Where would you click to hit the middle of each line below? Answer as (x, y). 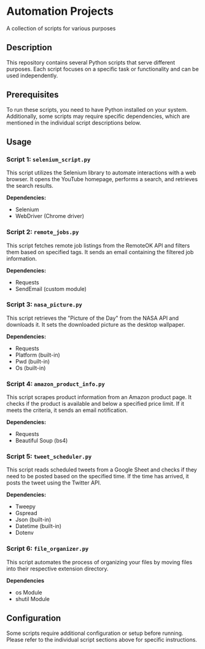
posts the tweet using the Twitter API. (54, 483)
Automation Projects (60, 11)
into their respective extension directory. (57, 569)
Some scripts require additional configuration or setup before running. (95, 633)
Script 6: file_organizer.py (48, 549)
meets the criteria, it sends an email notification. (67, 410)
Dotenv (24, 533)
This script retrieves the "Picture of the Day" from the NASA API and (93, 318)
